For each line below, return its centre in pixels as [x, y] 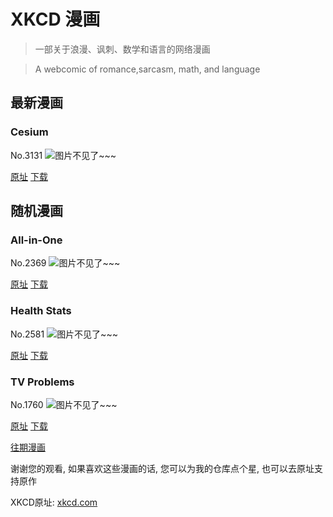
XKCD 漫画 [55, 19]
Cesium [29, 132]
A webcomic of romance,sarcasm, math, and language [147, 69]
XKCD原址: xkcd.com [54, 502]
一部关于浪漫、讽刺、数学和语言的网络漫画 [122, 49]
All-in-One [36, 240]
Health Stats [41, 311]
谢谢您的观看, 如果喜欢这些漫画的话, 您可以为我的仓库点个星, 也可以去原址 [162, 468]
